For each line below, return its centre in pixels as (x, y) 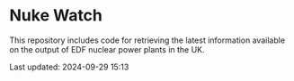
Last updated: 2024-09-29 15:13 (69, 67)
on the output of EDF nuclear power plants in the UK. (107, 49)
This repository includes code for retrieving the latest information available (147, 40)
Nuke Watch (56, 16)
